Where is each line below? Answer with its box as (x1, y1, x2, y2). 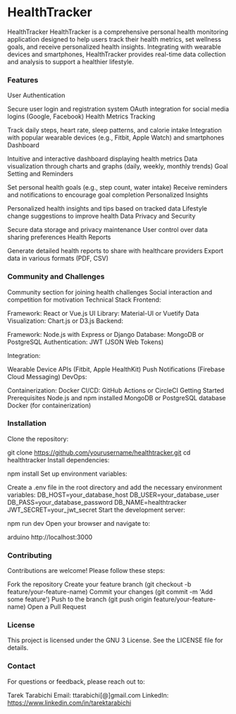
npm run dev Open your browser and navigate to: (7, 519, 150, 527)
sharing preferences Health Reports (7, 233, 111, 242)
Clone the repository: (7, 434, 69, 443)
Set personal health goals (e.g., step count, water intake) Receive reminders (7, 183, 228, 192)
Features (7, 75, 39, 85)
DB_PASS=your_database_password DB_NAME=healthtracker (7, 498, 187, 506)
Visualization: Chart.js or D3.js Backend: (7, 316, 123, 325)
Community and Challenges (7, 272, 105, 282)
